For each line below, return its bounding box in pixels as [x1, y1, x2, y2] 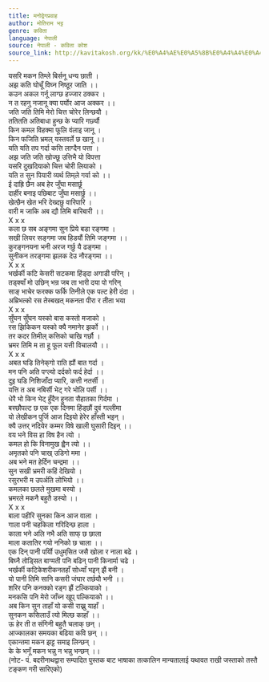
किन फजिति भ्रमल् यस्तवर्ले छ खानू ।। [8, 134, 106, 144]
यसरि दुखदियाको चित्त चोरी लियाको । [8, 161, 102, 171]
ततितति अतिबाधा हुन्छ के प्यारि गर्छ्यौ [8, 116, 100, 125]
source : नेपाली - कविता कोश [8, 42, 88, 50]
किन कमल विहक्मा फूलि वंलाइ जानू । [8, 125, 102, 135]
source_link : [8, 49, 52, 57]
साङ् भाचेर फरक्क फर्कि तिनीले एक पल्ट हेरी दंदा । [8, 286, 135, 296]
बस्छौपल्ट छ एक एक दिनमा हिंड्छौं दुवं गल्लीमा [8, 403, 122, 412]
